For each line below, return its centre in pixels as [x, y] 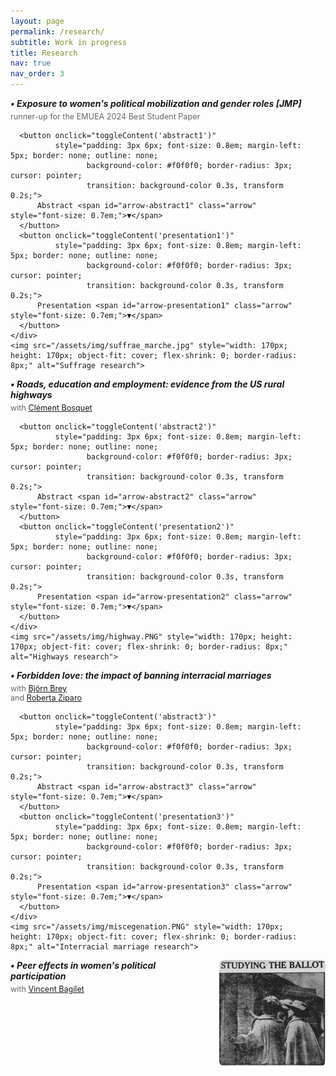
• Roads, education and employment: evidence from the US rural [147, 384]
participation [38, 976]
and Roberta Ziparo [46, 698]
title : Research [44, 53]
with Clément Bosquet [51, 408]
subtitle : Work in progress [69, 42]
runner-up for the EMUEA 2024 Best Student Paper [105, 116]
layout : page [37, 21]
